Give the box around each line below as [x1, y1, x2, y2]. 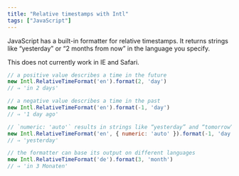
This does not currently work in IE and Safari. [7, 57, 140, 66]
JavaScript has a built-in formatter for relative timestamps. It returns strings [7, 36, 229, 45]
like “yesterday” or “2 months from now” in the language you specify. [7, 44, 211, 53]
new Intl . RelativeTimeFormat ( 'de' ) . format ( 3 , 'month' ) [7, 156, 174, 163]
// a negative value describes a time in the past [7, 97, 161, 105]
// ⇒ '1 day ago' [7, 111, 59, 118]
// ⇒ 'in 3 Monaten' [7, 163, 69, 170]
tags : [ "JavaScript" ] [7, 17, 72, 24]
